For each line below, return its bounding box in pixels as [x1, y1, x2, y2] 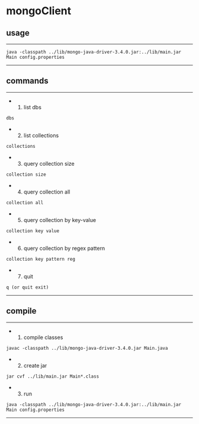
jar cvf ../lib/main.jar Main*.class [6, 373, 99, 379]
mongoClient [6, 4, 72, 18]
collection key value [6, 227, 60, 234]
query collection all [23, 188, 70, 195]
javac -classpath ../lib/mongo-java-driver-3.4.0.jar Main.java [6, 345, 168, 351]
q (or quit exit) [6, 284, 49, 290]
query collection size [23, 160, 75, 167]
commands [6, 76, 49, 86]
